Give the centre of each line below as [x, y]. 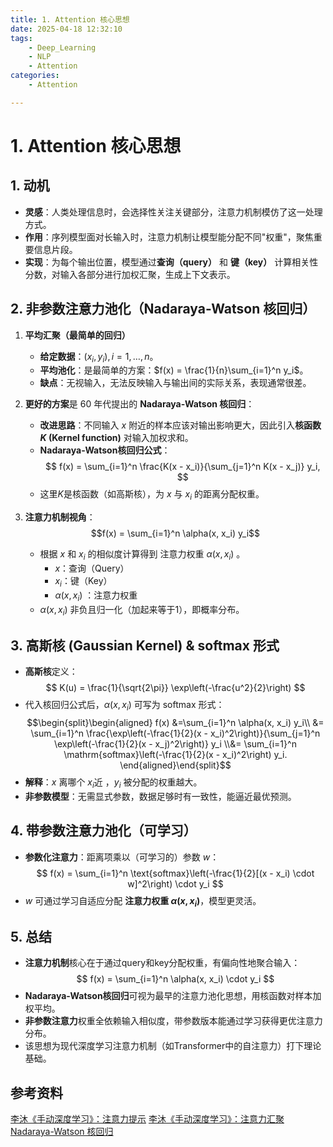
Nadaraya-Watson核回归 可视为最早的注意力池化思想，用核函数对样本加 [173, 996]
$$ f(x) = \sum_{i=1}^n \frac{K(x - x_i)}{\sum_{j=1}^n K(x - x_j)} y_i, [183, 467]
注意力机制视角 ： [60, 517]
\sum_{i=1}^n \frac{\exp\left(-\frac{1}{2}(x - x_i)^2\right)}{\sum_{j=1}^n [175, 733]
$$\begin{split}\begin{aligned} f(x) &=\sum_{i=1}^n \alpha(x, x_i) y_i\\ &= [175, 722]
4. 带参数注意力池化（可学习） [103, 831]
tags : [21, 38]
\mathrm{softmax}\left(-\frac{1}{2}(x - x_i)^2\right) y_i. [175, 754]
